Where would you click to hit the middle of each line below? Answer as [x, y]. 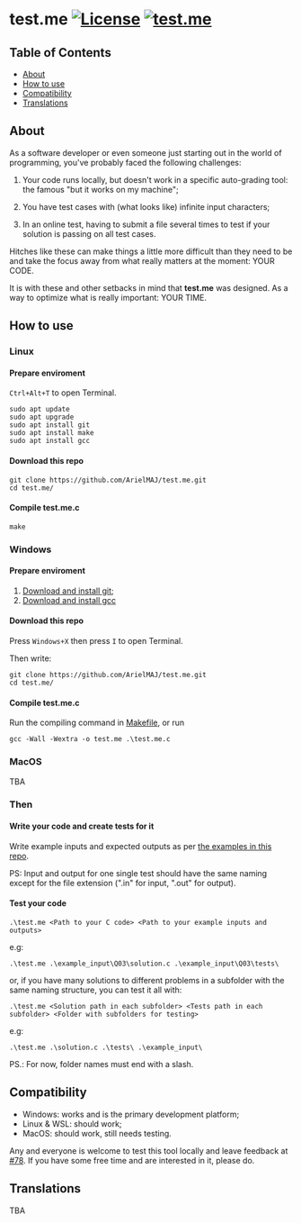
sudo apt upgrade [42, 417]
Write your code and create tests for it [82, 826]
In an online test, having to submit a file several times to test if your [146, 224]
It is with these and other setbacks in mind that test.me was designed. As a [149, 287]
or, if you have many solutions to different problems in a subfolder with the [147, 980]
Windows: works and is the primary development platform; [131, 1114]
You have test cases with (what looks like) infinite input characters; [146, 206]
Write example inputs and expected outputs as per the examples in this [141, 846]
